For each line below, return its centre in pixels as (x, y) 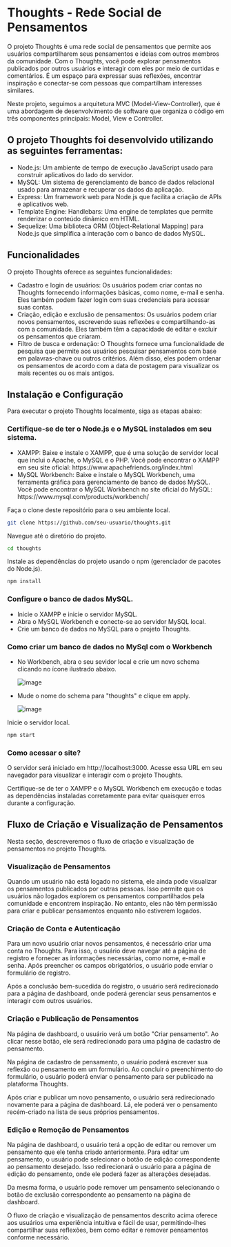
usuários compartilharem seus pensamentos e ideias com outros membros (113, 54)
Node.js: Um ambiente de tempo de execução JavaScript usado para (115, 168)
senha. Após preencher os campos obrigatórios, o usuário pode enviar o (110, 966)
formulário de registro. (39, 973)
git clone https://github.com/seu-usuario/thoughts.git (89, 523)
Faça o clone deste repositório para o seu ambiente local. (89, 510)
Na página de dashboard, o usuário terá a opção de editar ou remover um (112, 1145)
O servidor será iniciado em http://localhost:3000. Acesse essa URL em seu (115, 768)
